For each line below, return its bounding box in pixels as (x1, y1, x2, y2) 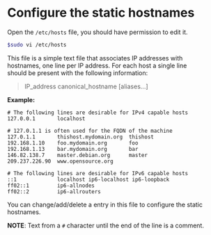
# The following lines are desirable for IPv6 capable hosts (7, 170, 189, 177)
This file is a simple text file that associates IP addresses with (7, 54, 183, 62)
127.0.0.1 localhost (7, 115, 86, 122)
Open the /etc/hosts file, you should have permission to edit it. (7, 28, 188, 36)
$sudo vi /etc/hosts (7, 41, 68, 48)
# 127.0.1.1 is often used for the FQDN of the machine (7, 127, 173, 134)
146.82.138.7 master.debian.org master (7, 152, 148, 159)
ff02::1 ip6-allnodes (7, 182, 95, 189)
